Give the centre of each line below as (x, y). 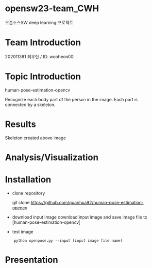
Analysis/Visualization (52, 157)
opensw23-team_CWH (52, 9)
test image (23, 232)
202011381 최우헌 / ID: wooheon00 (39, 56)
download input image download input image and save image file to (80, 217)
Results (21, 124)
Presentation (32, 260)
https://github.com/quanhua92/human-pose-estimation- (87, 202)
